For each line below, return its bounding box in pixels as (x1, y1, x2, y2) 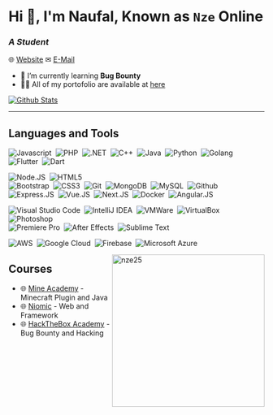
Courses (8, 262, 53, 275)
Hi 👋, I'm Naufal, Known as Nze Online (8, 7, 264, 26)
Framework (19, 310, 58, 320)
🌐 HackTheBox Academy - (19, 319, 110, 329)
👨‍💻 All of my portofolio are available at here (19, 80, 166, 89)
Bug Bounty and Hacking (19, 328, 104, 338)
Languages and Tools (8, 126, 119, 140)
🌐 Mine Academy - (19, 283, 84, 293)
